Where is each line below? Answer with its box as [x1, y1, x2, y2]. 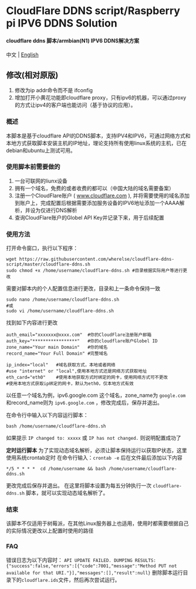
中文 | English [6, 51, 39, 58]
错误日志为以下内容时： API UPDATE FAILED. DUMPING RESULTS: [6, 556, 157, 563]
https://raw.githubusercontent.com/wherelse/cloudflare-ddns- [19, 257, 175, 262]
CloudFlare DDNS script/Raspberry [6, 4, 181, 18]
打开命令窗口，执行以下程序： [6, 245, 78, 252]
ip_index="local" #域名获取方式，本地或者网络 [6, 362, 116, 368]
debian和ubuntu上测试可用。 [6, 147, 76, 154]
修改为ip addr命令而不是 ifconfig [14, 87, 93, 94]
